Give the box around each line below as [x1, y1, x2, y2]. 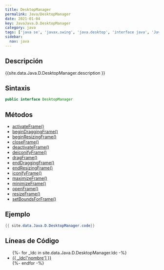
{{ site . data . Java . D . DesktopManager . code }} [5, 223, 95, 228]
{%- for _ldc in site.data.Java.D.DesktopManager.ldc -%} [12, 249, 127, 255]
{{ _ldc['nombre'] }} [12, 255, 52, 261]
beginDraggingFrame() [12, 129, 59, 135]
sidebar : [5, 35, 23, 40]
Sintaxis [5, 84, 31, 92]
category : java [5, 25, 36, 30]
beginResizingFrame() [12, 134, 57, 140]
